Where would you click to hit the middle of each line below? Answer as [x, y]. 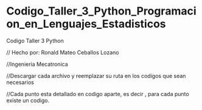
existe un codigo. [28, 100]
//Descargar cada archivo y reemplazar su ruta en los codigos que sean [96, 76]
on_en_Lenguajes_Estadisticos [86, 24]
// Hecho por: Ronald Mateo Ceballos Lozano [63, 52]
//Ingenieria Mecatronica [37, 64]
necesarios [20, 82]
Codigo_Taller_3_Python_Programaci [101, 11]
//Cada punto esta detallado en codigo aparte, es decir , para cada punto [98, 94]
